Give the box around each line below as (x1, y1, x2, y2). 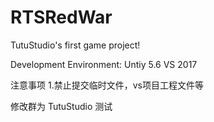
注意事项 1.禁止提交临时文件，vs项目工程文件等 (10, 79, 204, 91)
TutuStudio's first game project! (10, 39, 141, 51)
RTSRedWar (10, 6, 113, 29)
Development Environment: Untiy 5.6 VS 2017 (10, 58, 198, 70)
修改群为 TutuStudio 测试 (10, 100, 113, 112)
